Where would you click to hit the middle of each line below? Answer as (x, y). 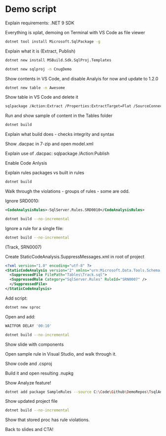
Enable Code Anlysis (26, 163)
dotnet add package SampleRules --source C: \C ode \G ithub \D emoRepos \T (78, 392)
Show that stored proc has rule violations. (47, 420)
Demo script (31, 9)
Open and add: (20, 316)
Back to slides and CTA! (29, 430)
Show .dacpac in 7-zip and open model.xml (49, 144)
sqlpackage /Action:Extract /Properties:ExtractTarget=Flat (68, 106)
